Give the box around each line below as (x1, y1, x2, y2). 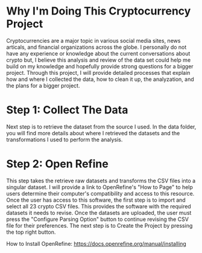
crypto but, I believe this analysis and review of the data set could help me (6, 56, 191, 63)
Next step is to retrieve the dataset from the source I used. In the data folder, (6, 123, 197, 130)
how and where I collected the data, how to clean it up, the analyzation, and (6, 75, 194, 83)
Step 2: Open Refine (6, 157, 109, 171)
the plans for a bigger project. (6, 82, 80, 89)
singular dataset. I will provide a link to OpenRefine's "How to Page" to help (6, 183, 193, 191)
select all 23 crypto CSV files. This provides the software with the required (6, 202, 191, 210)
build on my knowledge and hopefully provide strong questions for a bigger (6, 62, 194, 70)
